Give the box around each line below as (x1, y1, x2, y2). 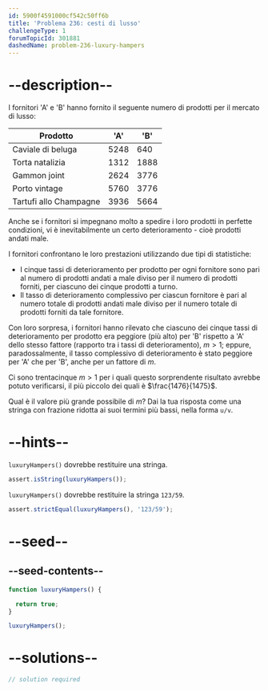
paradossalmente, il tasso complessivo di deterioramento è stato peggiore (8, 348, 253, 358)
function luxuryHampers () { (8, 585, 102, 594)
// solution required (8, 676, 81, 684)
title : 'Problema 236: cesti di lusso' (8, 19, 142, 27)
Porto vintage (12, 183, 63, 194)
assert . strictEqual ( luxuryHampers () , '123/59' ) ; (8, 505, 174, 514)
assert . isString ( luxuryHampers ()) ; (8, 475, 127, 483)
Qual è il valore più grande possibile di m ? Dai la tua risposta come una (8, 396, 242, 406)
